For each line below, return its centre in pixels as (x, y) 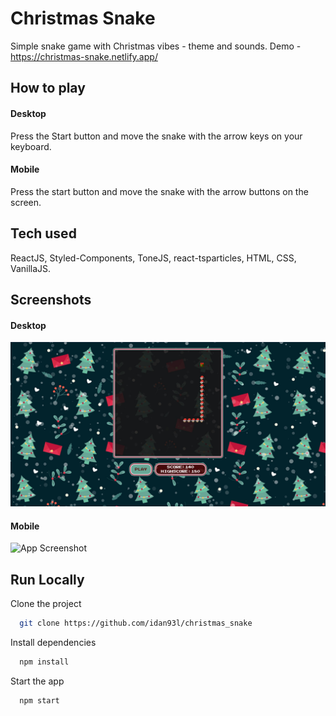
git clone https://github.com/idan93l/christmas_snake (136, 623)
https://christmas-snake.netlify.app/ (84, 56)
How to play (48, 88)
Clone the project (46, 603)
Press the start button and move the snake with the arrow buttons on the (159, 191)
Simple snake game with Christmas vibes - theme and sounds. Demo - (156, 46)
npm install (44, 662)
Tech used (43, 233)
